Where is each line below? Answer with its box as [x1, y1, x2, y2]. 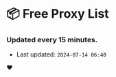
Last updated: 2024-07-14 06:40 [16, 50, 107, 59]
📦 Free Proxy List [6, 6, 109, 22]
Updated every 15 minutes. [6, 35, 98, 45]
